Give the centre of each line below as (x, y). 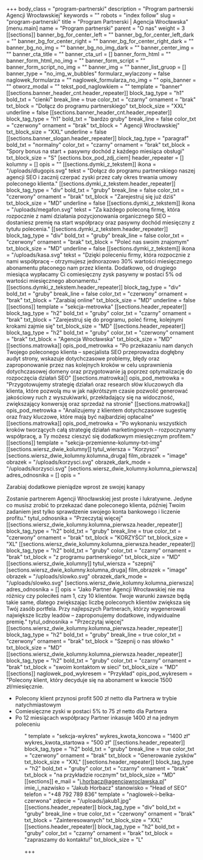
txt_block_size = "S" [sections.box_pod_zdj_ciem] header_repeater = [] (95, 158)
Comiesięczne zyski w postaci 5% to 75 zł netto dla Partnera (91, 711)
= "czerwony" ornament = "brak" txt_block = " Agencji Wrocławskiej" (93, 125)
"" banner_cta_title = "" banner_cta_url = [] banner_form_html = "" (89, 54)
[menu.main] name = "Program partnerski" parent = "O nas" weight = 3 (96, 28)
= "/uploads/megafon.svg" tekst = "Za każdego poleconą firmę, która (93, 209)
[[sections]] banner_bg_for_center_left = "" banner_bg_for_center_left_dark (100, 35)
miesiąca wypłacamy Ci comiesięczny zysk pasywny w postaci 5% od (94, 274)
